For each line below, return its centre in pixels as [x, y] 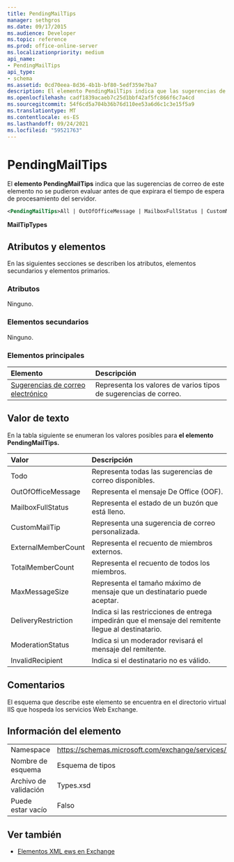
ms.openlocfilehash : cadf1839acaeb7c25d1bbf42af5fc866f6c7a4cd [101, 98]
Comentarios [36, 685]
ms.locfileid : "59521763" [45, 130]
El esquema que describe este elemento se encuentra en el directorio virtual [117, 702]
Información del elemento [64, 731]
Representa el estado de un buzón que [155, 503]
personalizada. [116, 531]
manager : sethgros [34, 20]
